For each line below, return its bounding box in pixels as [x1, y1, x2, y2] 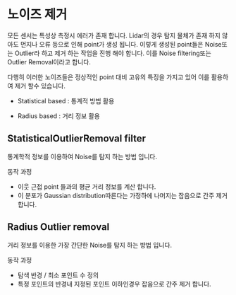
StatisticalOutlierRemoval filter [7, 132, 147, 145]
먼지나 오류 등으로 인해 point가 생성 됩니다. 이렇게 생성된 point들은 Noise [20, 40, 222, 48]
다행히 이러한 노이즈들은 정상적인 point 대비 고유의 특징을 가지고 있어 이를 [7, 72, 210, 81]
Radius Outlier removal [7, 221, 110, 233]
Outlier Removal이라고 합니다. [7, 57, 92, 66]
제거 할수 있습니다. [14, 81, 66, 90]
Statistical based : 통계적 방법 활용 [17, 96, 115, 105]
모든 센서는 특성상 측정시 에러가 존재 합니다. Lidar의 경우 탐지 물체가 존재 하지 [7, 31, 221, 40]
